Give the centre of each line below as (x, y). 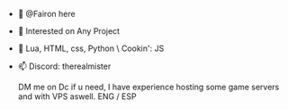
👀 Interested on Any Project (68, 31)
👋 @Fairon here (46, 14)
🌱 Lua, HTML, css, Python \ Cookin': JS (91, 48)
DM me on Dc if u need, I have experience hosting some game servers (148, 87)
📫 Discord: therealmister (64, 66)
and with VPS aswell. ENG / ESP (77, 96)
